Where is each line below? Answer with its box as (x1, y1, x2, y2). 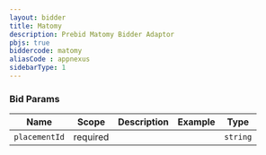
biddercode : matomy (9, 47, 83, 56)
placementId (13, 132, 66, 142)
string (224, 132, 253, 142)
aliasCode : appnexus (9, 55, 91, 64)
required (73, 131, 110, 143)
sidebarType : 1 (9, 64, 66, 73)
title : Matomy (9, 22, 63, 30)
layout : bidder (9, 13, 66, 22)
